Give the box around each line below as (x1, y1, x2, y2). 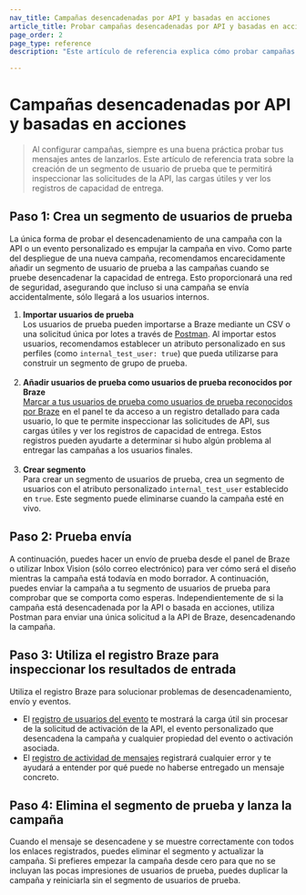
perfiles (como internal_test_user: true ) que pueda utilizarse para (22, 347, 279, 358)
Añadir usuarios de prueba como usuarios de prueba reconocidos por (22, 376, 293, 387)
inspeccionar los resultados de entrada (9, 662, 237, 677)
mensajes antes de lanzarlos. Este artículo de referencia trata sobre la (31, 154, 294, 165)
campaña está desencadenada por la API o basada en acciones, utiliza (9, 602, 275, 612)
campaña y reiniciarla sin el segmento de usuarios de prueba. (9, 875, 241, 886)
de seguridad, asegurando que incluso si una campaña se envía (9, 282, 250, 293)
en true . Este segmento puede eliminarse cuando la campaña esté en (22, 493, 284, 504)
